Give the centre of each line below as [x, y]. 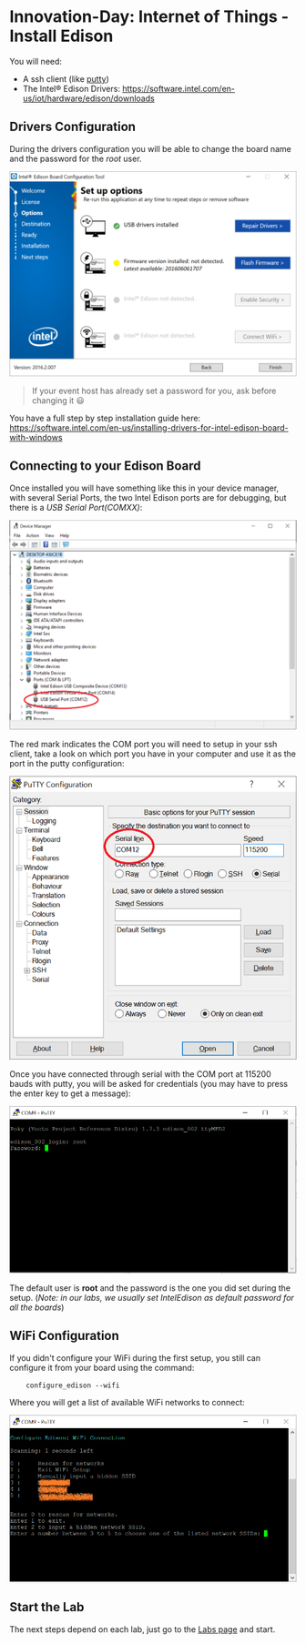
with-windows [36, 438]
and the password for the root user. [76, 158]
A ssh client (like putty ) [66, 78]
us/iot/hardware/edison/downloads [88, 98]
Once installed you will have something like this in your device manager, [144, 488]
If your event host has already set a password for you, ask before [154, 391]
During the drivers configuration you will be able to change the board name [150, 148]
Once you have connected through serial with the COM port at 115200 [140, 1074]
